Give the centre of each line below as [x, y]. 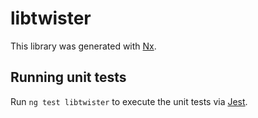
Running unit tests [68, 77]
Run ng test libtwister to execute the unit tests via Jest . [129, 101]
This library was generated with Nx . [83, 46]
